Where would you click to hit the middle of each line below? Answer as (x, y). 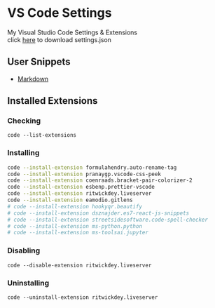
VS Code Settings (60, 13)
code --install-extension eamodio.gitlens (70, 200)
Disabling (24, 250)
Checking (24, 121)
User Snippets (39, 62)
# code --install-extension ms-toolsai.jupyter (78, 233)
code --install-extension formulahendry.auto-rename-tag (92, 167)
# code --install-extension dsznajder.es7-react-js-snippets (98, 213)
